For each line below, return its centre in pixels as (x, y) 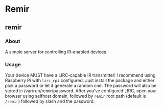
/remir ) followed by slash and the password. (50, 101)
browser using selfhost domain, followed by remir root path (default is (76, 96)
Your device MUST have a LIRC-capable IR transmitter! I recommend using (80, 75)
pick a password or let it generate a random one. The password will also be (81, 86)
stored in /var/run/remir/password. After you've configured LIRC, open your (81, 91)
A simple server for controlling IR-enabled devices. (56, 52)
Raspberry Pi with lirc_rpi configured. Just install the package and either (80, 81)
